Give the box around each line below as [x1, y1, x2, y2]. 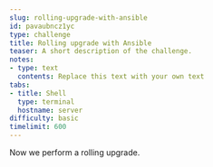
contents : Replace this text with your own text [17, 72, 205, 81]
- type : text [9, 64, 59, 73]
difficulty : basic [9, 114, 79, 123]
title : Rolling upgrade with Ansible [9, 38, 152, 48]
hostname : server [17, 106, 83, 115]
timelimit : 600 [9, 123, 67, 132]
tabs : [9, 80, 30, 89]
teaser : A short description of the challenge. [9, 47, 193, 56]
